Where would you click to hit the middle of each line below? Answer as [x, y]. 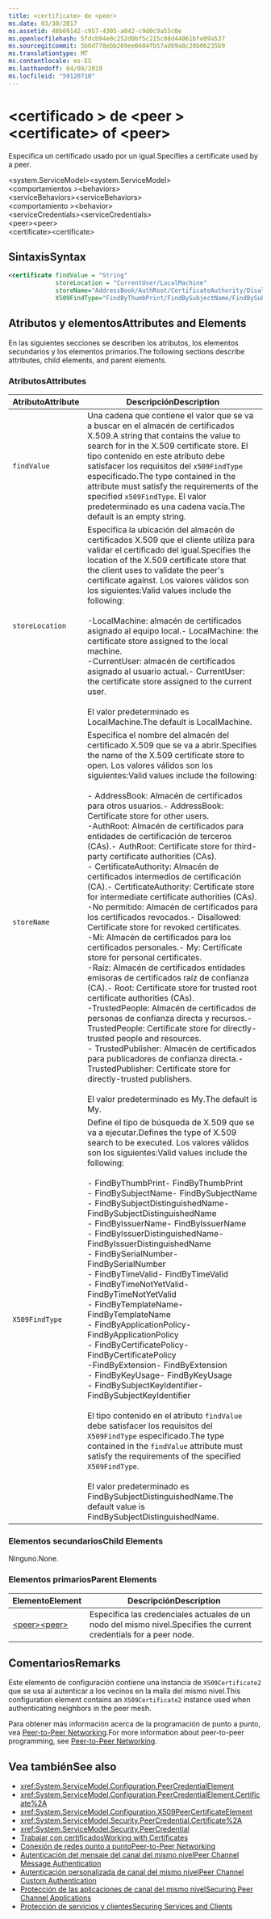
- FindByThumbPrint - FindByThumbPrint [165, 1183]
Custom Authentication [58, 1881]
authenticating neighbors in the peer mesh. [80, 1709]
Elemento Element [47, 1600]
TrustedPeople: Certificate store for [154, 1028]
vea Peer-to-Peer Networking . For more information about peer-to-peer [126, 1733]
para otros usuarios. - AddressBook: [156, 806]
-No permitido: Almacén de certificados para [173, 907]
